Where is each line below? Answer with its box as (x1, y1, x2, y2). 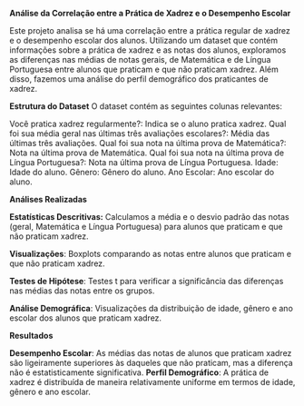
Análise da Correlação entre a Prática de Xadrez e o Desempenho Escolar (9, 8, 291, 18)
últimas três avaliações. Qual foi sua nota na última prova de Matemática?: (9, 138, 287, 148)
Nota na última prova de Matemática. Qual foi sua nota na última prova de (9, 147, 284, 158)
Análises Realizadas (9, 194, 88, 204)
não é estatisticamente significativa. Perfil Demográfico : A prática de (9, 367, 270, 378)
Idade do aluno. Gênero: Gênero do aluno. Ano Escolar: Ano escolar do (9, 167, 275, 177)
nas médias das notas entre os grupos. (9, 285, 155, 296)
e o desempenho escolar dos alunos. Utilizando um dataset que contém (9, 35, 279, 45)
